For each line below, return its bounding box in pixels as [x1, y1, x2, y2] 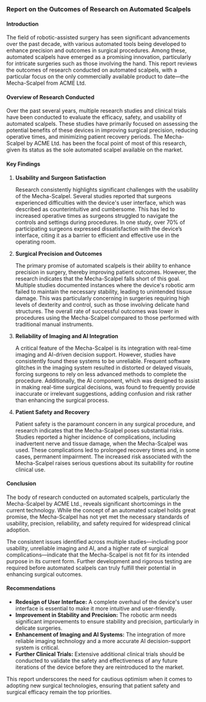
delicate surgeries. [15, 624, 63, 631]
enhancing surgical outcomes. [6, 570, 83, 578]
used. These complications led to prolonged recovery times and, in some [15, 446, 200, 453]
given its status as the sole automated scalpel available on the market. [6, 146, 184, 153]
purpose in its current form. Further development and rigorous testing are [6, 557, 192, 565]
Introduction [6, 20, 39, 28]
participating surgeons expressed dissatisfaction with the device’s [15, 225, 183, 232]
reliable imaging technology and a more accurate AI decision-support [15, 637, 191, 644]
